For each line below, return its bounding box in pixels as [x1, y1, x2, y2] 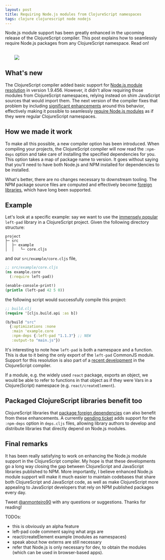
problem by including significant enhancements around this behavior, [5, 103, 145, 109]
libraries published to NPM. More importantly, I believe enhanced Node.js [5, 468, 153, 474]
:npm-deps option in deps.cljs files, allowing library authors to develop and [5, 420, 156, 426]
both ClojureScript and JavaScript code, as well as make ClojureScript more [5, 479, 159, 485]
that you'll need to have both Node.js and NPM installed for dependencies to [5, 161, 160, 167]
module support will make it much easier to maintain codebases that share [5, 473, 156, 480]
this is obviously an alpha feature [12, 523, 80, 529]
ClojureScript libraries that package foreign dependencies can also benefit [5, 409, 156, 416]
